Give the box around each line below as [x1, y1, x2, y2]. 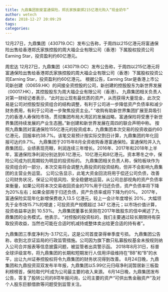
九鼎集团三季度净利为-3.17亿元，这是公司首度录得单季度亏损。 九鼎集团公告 [5, 231, 161, 237]
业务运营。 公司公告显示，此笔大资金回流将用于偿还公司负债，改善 [22, 170, 160, 176]
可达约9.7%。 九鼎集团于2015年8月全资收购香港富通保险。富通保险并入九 [9, 139, 161, 145]
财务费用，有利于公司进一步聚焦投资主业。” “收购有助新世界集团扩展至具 [5, 107, 153, 113]
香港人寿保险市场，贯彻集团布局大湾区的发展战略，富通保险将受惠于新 [13, 114, 158, 120]
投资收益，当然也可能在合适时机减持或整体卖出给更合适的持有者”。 [9, 220, 147, 226]
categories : [5, 26, 30, 31]
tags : [5, 21, 16, 27]
